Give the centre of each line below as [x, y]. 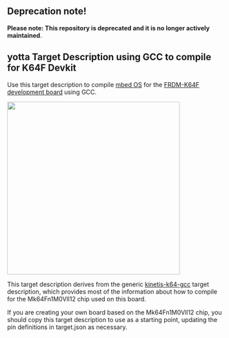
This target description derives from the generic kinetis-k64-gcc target [108, 284]
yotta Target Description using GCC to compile [109, 57]
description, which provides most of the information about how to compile [112, 291]
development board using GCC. [52, 92]
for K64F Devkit [42, 68]
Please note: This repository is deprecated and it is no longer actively [109, 28]
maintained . [25, 35]
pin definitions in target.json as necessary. [67, 327]
